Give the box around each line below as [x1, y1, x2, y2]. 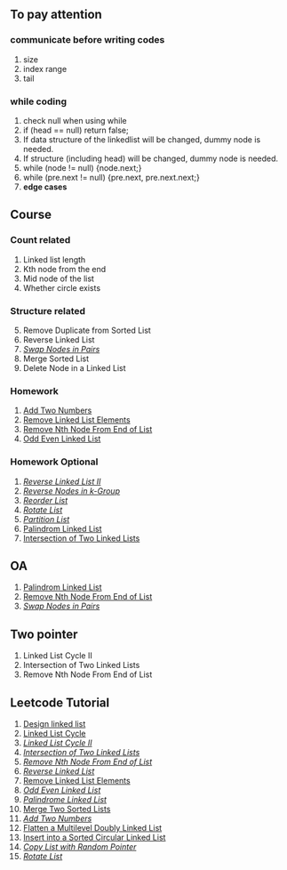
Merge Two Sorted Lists [22, 804, 111, 814]
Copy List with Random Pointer [22, 842, 137, 852]
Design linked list [22, 719, 86, 729]
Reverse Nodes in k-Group [22, 485, 121, 496]
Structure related [10, 304, 86, 317]
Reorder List [22, 495, 68, 505]
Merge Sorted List [22, 353, 90, 364]
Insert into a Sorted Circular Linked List [22, 832, 166, 842]
